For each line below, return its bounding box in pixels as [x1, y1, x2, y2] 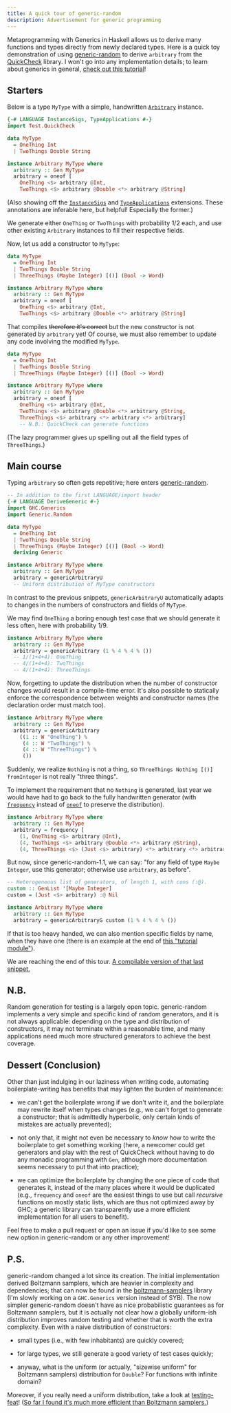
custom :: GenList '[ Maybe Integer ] [7, 886, 112, 892]
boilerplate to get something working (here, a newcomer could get [16, 1141, 205, 1149]
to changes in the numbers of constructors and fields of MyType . [7, 600, 188, 609]
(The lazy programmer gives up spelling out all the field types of [7, 433, 189, 441]
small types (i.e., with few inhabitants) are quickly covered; [16, 1337, 184, 1345]
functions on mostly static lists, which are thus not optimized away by [16, 1198, 214, 1206]
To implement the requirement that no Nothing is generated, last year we [7, 786, 212, 794]
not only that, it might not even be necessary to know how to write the [16, 1133, 216, 1142]
